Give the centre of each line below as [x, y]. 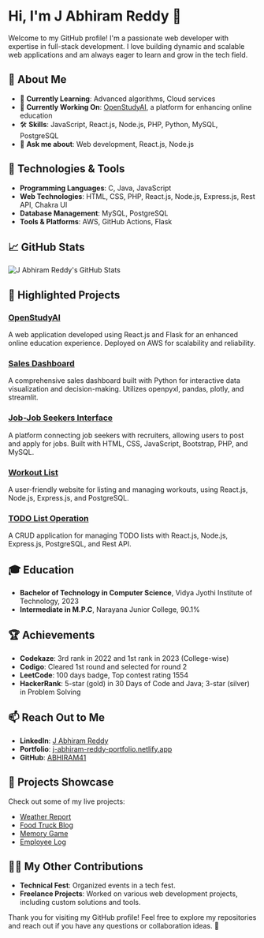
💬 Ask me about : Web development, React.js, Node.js [107, 144]
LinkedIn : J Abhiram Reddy [64, 741]
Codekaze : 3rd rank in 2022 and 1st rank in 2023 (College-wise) [124, 658]
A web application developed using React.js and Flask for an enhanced [123, 335]
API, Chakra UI [43, 204]
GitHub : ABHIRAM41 [53, 757]
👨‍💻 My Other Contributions [76, 867]
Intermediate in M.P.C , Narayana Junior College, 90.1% [110, 610]
